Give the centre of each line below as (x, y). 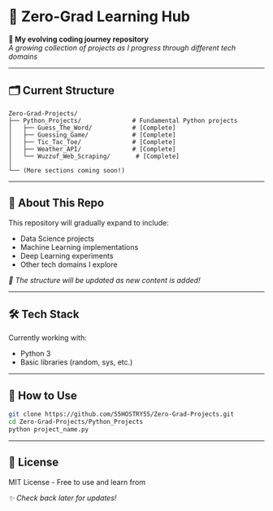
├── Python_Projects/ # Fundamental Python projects (123, 120)
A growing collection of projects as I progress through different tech (122, 47)
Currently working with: (48, 338)
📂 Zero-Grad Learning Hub (100, 17)
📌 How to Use (43, 395)
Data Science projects (57, 238)
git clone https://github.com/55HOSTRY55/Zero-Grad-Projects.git (121, 414)
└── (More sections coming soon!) (67, 170)
